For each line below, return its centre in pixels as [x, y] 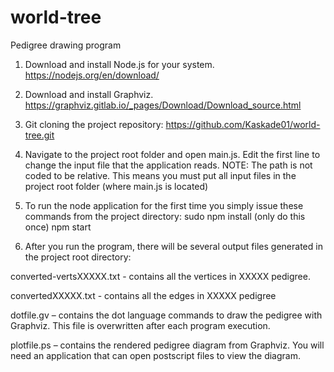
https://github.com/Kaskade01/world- [243, 124]
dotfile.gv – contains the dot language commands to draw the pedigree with [166, 315]
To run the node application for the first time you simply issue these [164, 205]
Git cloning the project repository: [94, 124]
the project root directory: [78, 257]
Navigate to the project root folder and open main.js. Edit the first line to [172, 154]
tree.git [39, 135]
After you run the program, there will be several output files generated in [173, 246]
